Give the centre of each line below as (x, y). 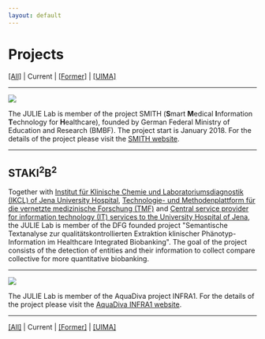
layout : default (35, 15)
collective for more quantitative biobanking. (79, 259)
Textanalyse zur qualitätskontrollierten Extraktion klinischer (104, 234)
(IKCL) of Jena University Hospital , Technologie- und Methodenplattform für (132, 201)
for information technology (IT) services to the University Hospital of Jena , (129, 217)
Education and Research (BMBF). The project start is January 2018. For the (130, 130)
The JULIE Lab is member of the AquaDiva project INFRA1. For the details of (131, 297)
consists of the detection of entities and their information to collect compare (132, 251)
